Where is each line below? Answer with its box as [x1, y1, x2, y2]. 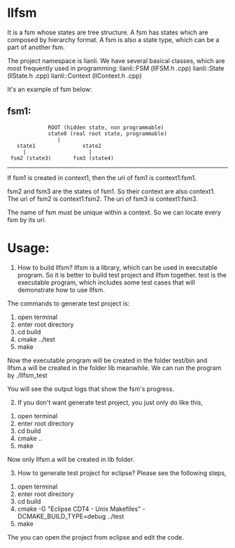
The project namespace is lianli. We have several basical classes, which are [7, 56, 225, 64]
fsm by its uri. [7, 215, 47, 224]
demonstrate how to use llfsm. [17, 285, 105, 294]
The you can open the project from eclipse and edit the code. [7, 533, 184, 541]
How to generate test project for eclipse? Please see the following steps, [17, 468, 227, 477]
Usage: [7, 240, 50, 256]
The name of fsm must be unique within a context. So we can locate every [7, 208, 222, 217]
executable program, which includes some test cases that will [17, 278, 196, 287]
